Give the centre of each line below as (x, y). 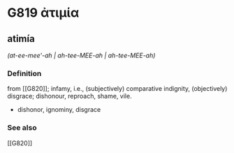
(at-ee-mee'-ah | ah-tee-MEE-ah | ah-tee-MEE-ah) (81, 55)
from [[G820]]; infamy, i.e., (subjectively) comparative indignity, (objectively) (117, 89)
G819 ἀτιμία (43, 13)
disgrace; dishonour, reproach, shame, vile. (70, 96)
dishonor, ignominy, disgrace (59, 110)
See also (22, 128)
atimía (21, 39)
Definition (24, 73)
